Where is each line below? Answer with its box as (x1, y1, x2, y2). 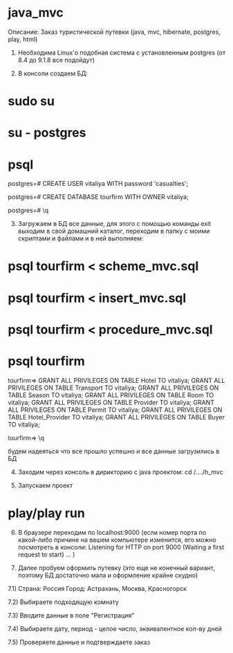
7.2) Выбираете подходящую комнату (8, 598, 120, 606)
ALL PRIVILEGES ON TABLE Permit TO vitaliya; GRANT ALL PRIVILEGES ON (8, 406, 223, 414)
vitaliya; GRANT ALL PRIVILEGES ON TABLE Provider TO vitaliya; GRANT (8, 398, 215, 406)
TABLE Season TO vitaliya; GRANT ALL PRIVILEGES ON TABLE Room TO (8, 390, 214, 399)
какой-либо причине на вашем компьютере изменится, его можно (17, 536, 216, 544)
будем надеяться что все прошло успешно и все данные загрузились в (8, 447, 220, 455)
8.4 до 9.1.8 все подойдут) (17, 55, 95, 64)
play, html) (8, 35, 38, 43)
